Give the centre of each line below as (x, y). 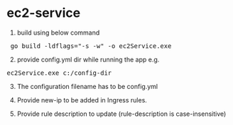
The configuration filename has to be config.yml (87, 86)
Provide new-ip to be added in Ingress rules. (82, 100)
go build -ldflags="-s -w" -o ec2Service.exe (91, 46)
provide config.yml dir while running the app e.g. (88, 59)
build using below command (58, 32)
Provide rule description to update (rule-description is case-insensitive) (121, 114)
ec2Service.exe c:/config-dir (59, 73)
